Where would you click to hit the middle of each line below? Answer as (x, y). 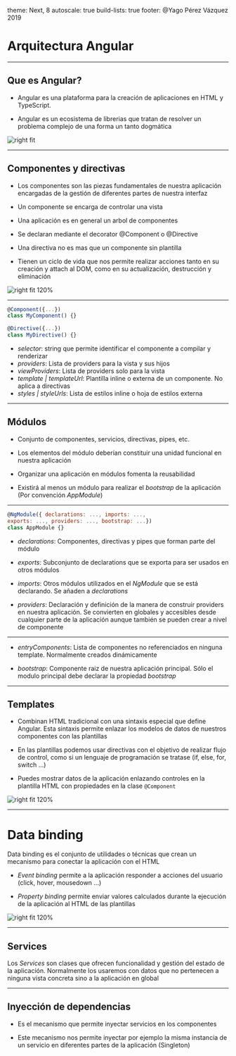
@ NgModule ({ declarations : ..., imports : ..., (77, 514)
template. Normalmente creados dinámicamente (87, 655)
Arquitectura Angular (71, 46)
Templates (31, 704)
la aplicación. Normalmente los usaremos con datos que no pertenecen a (113, 971)
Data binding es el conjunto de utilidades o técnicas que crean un (102, 854)
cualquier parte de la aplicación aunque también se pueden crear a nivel (122, 620)
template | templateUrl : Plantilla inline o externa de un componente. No (120, 379)
